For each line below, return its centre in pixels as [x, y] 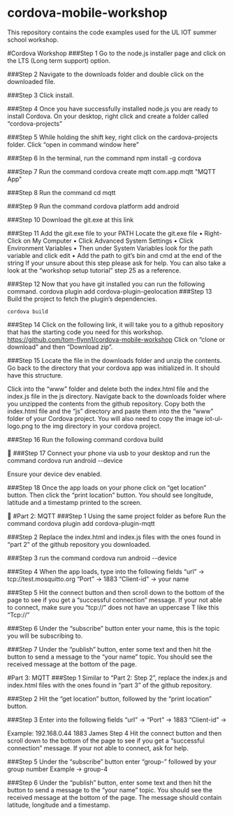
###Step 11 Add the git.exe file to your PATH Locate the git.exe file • [105, 233]
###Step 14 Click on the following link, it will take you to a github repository [115, 324]
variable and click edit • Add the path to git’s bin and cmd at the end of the [115, 255]
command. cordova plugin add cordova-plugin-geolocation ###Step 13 [110, 291]
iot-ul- [214, 418]
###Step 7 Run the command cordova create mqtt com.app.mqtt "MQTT [112, 171]
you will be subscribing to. [45, 636]
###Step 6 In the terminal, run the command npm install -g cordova [104, 158]
